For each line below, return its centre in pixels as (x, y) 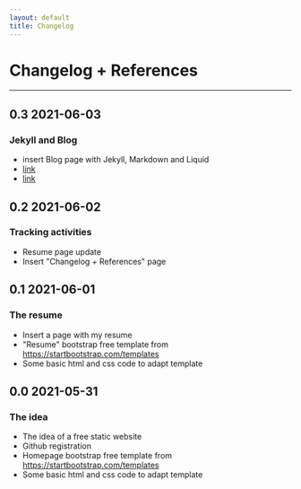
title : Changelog (42, 26)
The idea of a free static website (82, 437)
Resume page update (61, 251)
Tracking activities (51, 232)
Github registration (57, 446)
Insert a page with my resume (77, 335)
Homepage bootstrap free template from (97, 456)
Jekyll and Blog (43, 140)
